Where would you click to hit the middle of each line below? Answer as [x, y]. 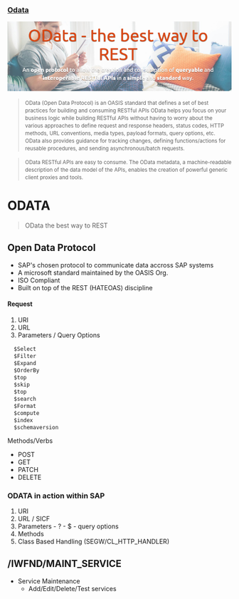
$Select [25, 349]
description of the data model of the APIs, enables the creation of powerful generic [126, 170]
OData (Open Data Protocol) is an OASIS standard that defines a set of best [117, 103]
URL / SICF [34, 519]
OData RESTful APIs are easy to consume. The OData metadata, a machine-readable [128, 162]
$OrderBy [27, 370]
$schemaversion [36, 427]
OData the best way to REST [66, 225]
